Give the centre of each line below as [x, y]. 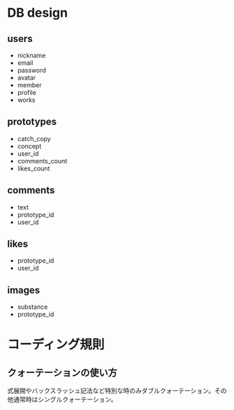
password [32, 70]
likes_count [34, 168]
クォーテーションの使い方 [62, 373]
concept [29, 146]
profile [27, 93]
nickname [31, 55]
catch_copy [34, 138]
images [24, 290]
